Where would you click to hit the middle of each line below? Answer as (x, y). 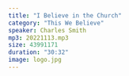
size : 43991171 (33, 45)
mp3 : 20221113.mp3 (38, 38)
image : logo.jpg (35, 60)
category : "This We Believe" (56, 23)
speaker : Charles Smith (47, 30)
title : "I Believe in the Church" (65, 15)
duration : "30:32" (38, 52)
